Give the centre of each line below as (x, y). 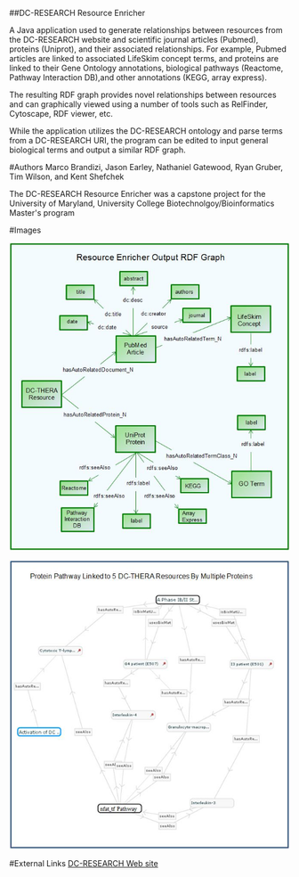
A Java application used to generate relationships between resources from (146, 30)
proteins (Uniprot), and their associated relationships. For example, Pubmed (148, 49)
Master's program (42, 213)
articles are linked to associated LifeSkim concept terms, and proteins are (144, 58)
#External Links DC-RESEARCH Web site (84, 864)
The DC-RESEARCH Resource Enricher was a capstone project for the (137, 194)
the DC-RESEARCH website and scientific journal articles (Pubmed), (134, 40)
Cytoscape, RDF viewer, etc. (61, 114)
